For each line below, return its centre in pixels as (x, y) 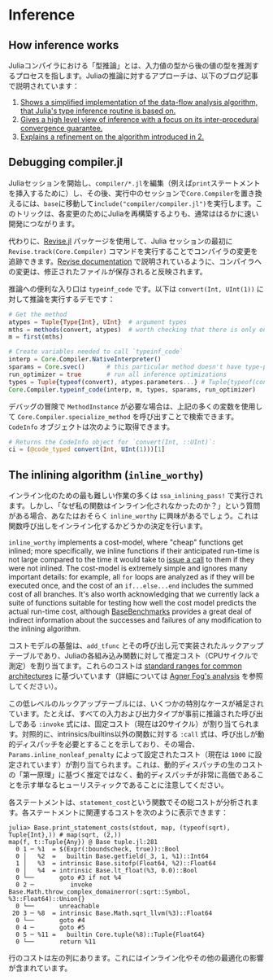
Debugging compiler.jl (66, 162)
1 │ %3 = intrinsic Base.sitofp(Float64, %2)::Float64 (116, 864)
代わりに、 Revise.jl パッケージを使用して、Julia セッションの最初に (121, 241)
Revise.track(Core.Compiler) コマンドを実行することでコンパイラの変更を (133, 251)
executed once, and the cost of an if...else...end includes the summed (131, 586)
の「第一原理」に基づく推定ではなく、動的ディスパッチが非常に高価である (133, 775)
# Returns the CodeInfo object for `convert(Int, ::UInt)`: (113, 442)
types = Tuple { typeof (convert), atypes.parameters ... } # (107, 382)
